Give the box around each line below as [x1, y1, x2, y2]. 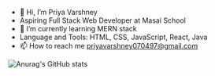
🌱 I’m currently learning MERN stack [19, 24, 137, 33]
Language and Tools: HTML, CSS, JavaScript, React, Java [19, 32, 208, 42]
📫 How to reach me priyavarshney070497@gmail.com [19, 42, 198, 50]
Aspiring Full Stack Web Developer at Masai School [19, 16, 187, 25]
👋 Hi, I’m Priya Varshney [19, 8, 98, 16]
